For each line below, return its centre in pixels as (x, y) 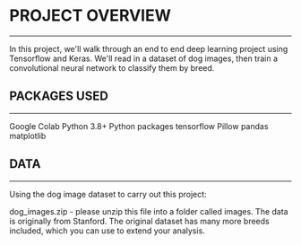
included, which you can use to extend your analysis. (107, 231)
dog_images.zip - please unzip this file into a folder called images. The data (149, 211)
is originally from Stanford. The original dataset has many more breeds (140, 221)
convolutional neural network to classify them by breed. (112, 67)
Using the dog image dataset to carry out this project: (108, 194)
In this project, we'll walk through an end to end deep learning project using (149, 48)
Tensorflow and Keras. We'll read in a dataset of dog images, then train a (144, 58)
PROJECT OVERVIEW (90, 16)
